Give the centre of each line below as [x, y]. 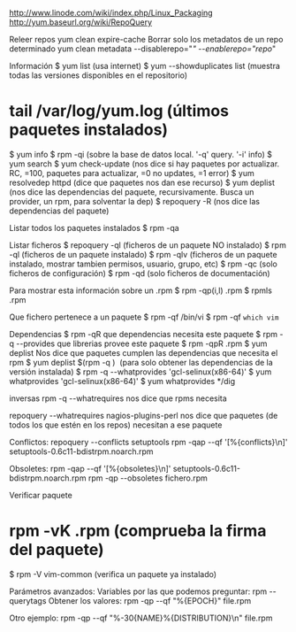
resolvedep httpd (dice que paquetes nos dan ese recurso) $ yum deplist [142, 182]
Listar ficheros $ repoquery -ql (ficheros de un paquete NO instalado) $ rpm [148, 245]
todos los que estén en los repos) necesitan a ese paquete [116, 425]
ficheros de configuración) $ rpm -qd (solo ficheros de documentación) [140, 273]
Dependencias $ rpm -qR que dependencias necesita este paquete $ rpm [144, 334]
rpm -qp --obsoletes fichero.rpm [148, 478]
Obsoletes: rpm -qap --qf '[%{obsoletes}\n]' [90, 468]
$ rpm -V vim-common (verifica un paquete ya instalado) [113, 574]
